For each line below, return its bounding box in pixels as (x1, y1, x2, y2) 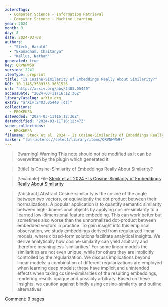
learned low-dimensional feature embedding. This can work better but (17, 212, 162, 218)
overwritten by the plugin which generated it (17, 156, 109, 162)
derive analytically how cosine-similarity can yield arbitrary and (17, 238, 148, 245)
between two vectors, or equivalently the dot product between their (17, 196, 157, 202)
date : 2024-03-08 (5, 35, 41, 40)
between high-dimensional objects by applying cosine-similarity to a (17, 207, 159, 213)
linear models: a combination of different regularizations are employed (17, 260, 162, 266)
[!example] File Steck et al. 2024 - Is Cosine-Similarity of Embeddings (17, 176, 161, 182)
